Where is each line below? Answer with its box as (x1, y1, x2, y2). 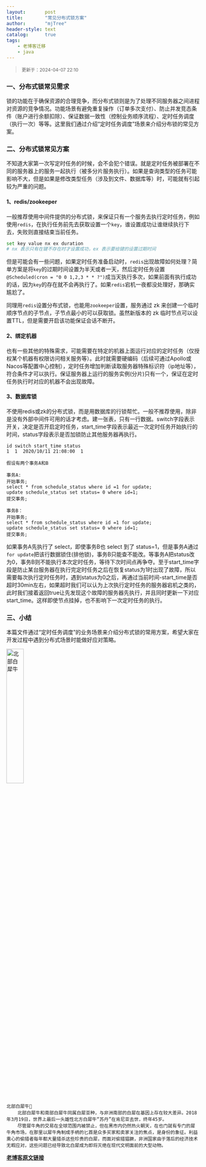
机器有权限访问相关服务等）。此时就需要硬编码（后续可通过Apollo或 (22, 354, 192, 362)
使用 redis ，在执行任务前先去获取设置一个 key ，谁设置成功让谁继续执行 (6, 220, 185, 228)
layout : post (6, 9, 56, 15)
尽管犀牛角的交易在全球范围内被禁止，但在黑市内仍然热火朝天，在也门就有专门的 (17, 1123, 191, 1129)
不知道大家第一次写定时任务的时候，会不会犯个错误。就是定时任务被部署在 (6, 160, 194, 167)
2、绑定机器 (6, 332, 37, 339)
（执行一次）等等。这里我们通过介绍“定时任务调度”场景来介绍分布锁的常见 (6, 120, 194, 128)
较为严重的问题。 (6, 183, 50, 190)
